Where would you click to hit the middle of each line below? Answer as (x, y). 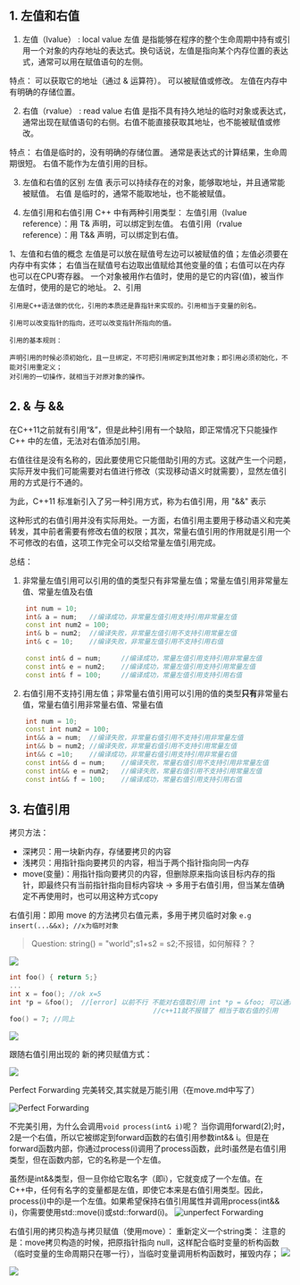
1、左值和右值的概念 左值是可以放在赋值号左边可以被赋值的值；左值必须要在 (149, 254)
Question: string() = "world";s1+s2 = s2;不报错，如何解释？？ (143, 944)
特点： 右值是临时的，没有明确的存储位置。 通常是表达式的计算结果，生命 (144, 152)
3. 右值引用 (40, 809)
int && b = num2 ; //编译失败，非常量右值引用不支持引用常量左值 (131, 746)
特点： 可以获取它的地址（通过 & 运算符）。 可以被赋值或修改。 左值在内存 (144, 80)
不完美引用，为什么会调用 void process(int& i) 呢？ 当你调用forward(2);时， (150, 1126)
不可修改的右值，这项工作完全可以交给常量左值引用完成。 (115, 542)
